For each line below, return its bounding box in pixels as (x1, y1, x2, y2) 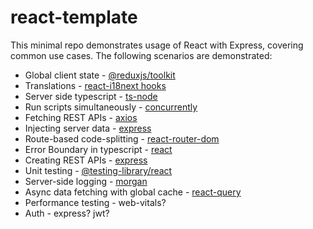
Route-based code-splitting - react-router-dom (24, 132, 220, 145)
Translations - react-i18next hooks (24, 79, 167, 91)
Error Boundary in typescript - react (24, 143, 173, 155)
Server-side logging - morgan (24, 175, 148, 187)
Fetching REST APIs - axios (24, 111, 138, 123)
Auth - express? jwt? (24, 207, 110, 219)
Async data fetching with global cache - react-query (24, 186, 242, 198)
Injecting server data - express (24, 122, 152, 134)
